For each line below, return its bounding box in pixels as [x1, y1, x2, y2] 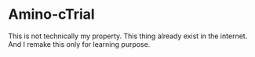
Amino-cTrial [8, 5, 96, 23]
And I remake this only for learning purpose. [8, 39, 151, 48]
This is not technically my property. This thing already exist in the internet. [8, 31, 248, 41]
